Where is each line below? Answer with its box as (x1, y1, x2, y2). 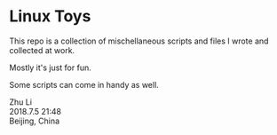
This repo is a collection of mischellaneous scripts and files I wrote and (9, 36, 269, 46)
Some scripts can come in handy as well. (9, 79, 160, 90)
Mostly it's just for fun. (9, 62, 91, 73)
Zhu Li (9, 96, 33, 107)
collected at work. (9, 44, 75, 55)
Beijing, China (9, 115, 60, 126)
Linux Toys (9, 6, 91, 27)
